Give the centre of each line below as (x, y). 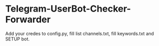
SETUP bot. (17, 39)
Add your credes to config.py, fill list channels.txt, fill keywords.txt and (80, 33)
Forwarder (28, 19)
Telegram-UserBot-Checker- (68, 9)
